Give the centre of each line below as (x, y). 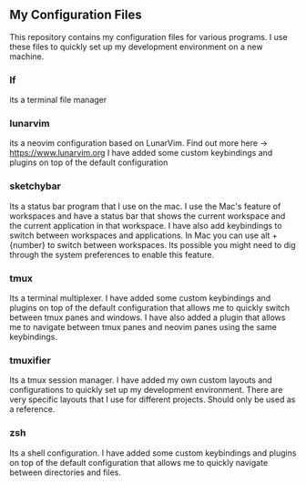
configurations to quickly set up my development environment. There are (146, 390)
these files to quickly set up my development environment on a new (136, 46)
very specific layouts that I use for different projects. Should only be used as (153, 399)
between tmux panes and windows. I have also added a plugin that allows (148, 317)
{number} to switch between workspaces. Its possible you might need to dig (153, 244)
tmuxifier (31, 360)
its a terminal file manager (58, 100)
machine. (27, 56)
